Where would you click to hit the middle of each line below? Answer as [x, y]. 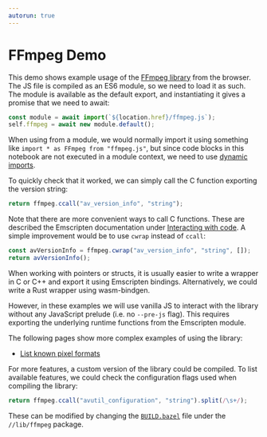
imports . [22, 165]
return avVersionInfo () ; [49, 258]
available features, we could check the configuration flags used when [122, 377]
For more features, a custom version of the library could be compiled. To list [133, 368]
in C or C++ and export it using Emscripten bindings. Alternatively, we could [133, 281]
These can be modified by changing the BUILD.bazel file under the [117, 415]
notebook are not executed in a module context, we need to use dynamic [128, 157]
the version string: [38, 189]
